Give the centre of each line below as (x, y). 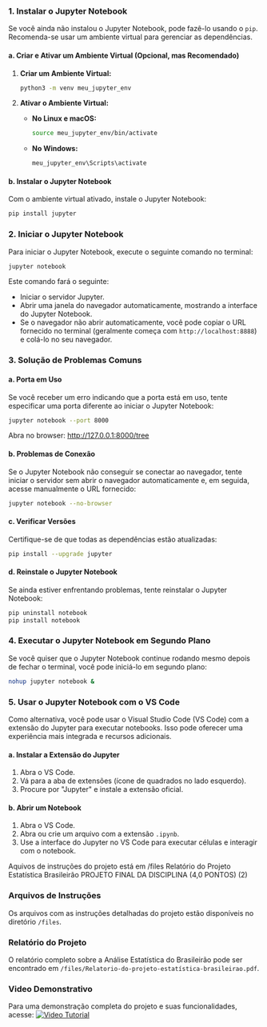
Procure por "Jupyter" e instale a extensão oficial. (102, 789)
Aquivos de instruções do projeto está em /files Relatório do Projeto (120, 866)
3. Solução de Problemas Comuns (75, 360)
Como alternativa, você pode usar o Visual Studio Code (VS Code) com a (129, 719)
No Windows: (55, 149)
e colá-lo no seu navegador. (66, 340)
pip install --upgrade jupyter (60, 553)
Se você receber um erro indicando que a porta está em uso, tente (118, 397)
